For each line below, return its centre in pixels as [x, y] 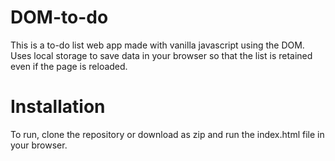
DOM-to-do [59, 17]
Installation [58, 107]
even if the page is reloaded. [69, 66]
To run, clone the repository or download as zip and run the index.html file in [167, 134]
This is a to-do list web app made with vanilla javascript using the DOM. [157, 45]
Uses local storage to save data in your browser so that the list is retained [161, 55]
